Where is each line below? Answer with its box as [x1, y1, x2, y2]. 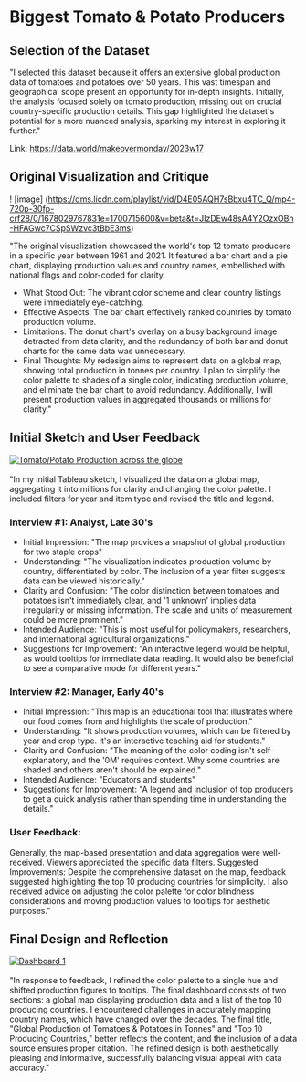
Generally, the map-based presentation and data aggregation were [9, 846, 260, 857]
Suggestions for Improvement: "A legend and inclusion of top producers [22, 783, 294, 795]
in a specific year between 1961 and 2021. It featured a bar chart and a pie [9, 249, 288, 261]
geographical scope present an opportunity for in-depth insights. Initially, [9, 87, 285, 97]
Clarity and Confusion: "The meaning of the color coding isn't [22, 745, 255, 756]
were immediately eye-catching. [22, 297, 144, 308]
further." [9, 125, 41, 136]
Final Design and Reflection [9, 931, 169, 947]
